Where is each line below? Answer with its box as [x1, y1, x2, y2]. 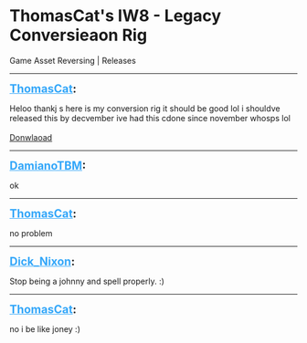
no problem [9, 227, 53, 238]
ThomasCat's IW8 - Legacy [9, 5, 222, 26]
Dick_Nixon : [9, 254, 76, 269]
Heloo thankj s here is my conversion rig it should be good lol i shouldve [9, 102, 281, 114]
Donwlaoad [9, 131, 53, 142]
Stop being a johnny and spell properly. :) [9, 275, 164, 286]
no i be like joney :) [9, 323, 80, 334]
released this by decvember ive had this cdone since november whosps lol [9, 112, 291, 123]
